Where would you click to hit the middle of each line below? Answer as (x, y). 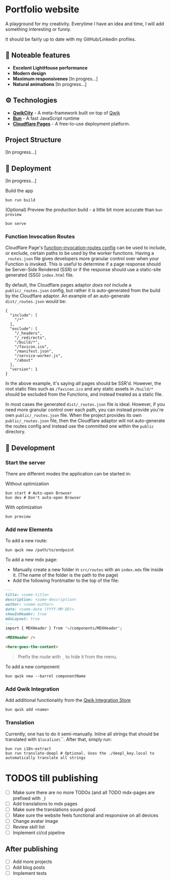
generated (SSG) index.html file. (40, 275)
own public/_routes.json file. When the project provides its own (73, 415)
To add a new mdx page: (31, 560)
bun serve (16, 224)
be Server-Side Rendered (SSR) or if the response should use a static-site (83, 270)
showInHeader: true (26, 614)
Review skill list (29, 826)
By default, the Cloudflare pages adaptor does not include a (68, 285)
